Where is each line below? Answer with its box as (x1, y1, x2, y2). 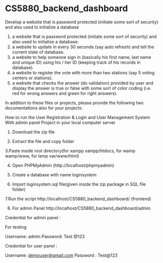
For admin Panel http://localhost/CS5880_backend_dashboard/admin (12, 205, 151, 211)
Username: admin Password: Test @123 (5, 233, 85, 239)
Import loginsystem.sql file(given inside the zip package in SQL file (12, 181, 146, 187)
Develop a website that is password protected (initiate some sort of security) (5, 19, 159, 25)
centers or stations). (12, 75, 53, 81)
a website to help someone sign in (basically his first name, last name (12, 54, 152, 60)
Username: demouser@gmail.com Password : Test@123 (5, 252, 118, 258)
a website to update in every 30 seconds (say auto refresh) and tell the (12, 44, 154, 50)
